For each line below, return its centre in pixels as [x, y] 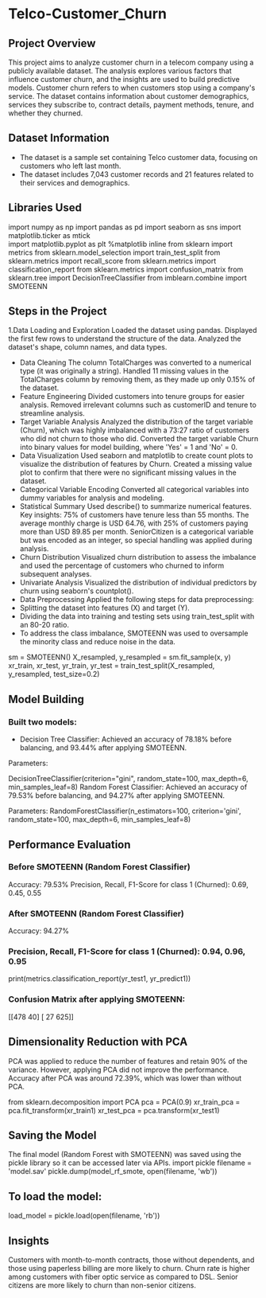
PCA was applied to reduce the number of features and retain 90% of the [128, 1061]
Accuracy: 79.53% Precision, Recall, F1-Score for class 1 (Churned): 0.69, [128, 884]
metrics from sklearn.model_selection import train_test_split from [114, 252]
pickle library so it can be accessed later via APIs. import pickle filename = [130, 1163]
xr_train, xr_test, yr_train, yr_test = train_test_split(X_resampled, [112, 666]
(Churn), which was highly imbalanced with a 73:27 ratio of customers [135, 430]
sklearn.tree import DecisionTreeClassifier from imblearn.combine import [128, 278]
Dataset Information [59, 138]
